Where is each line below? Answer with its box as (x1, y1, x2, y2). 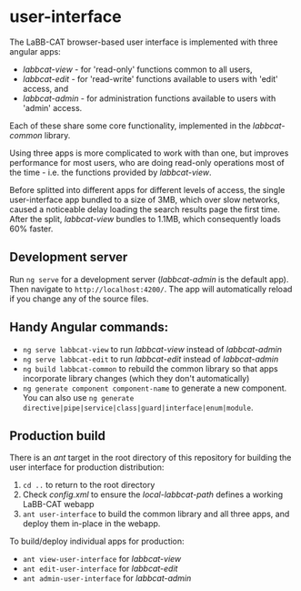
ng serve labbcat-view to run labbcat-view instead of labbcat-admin (22, 343, 282, 354)
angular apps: (9, 46, 61, 56)
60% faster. (9, 223, 54, 234)
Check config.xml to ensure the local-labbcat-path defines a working (22, 489, 284, 500)
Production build (9, 428, 106, 443)
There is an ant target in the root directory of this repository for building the (9, 453, 292, 464)
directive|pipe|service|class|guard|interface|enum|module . (22, 402, 254, 413)
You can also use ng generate (22, 392, 135, 402)
